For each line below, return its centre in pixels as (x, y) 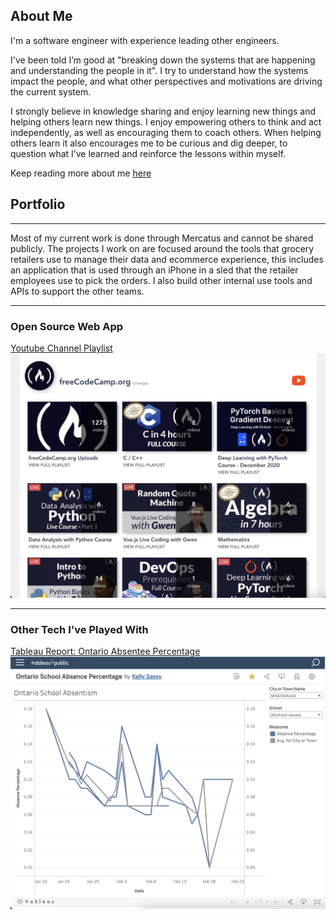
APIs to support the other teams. (77, 291)
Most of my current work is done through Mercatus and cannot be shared (162, 238)
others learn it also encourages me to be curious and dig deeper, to (149, 143)
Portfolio (38, 204)
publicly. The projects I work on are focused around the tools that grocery (162, 248)
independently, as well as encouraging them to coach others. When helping (166, 132)
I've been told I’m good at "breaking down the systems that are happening (163, 60)
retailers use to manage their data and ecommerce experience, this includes (167, 259)
